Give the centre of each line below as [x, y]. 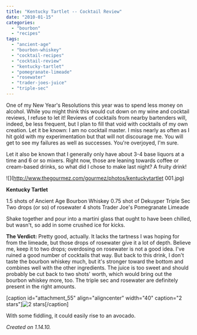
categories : [21, 22]
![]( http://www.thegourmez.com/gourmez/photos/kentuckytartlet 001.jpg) [95, 178]
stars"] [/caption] [37, 304]
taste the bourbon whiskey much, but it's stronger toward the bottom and [95, 261]
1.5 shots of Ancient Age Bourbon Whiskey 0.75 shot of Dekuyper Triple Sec [98, 201]
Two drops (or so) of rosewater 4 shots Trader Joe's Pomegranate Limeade [98, 207]
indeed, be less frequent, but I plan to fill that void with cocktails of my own [97, 124]
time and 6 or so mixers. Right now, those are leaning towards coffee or [93, 160]
